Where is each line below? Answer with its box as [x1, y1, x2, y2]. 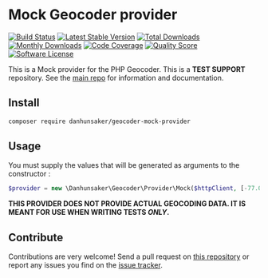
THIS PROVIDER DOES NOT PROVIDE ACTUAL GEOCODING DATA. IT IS [8, 199, 246, 208]
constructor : [8, 169, 51, 179]
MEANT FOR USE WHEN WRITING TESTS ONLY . [8, 208, 170, 217]
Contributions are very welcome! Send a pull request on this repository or [8, 252, 250, 261]
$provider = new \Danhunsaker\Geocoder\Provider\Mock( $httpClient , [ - [8, 185, 248, 193]
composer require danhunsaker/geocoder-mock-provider [8, 117, 191, 125]
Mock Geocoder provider [8, 6, 178, 24]
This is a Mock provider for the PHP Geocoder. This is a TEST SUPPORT [8, 64, 246, 73]
